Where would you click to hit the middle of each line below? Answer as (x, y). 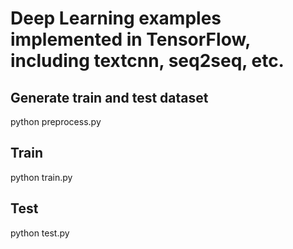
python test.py (40, 233)
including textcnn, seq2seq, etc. (147, 61)
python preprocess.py (56, 121)
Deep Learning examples (116, 18)
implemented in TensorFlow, (130, 39)
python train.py (41, 177)
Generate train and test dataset (109, 97)
